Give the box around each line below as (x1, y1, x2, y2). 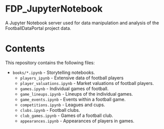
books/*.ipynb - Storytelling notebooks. (12, 69, 95, 75)
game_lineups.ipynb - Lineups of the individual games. (20, 91, 133, 97)
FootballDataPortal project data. (5, 25, 72, 31)
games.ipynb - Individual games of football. (20, 85, 109, 92)
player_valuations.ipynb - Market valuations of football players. (20, 80, 154, 86)
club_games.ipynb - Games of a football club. (20, 112, 114, 118)
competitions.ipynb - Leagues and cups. (20, 102, 105, 108)
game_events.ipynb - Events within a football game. (20, 96, 126, 102)
